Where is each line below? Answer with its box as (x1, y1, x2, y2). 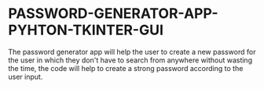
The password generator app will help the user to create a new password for (8, 47, 256, 56)
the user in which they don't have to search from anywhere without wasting (8, 55, 253, 65)
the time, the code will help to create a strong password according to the (8, 63, 244, 73)
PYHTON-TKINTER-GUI (8, 21, 163, 39)
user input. (8, 72, 43, 81)
